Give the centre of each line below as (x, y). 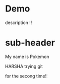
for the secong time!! (27, 76)
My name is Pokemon (27, 56)
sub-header (30, 43)
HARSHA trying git (24, 66)
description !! (19, 22)
